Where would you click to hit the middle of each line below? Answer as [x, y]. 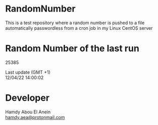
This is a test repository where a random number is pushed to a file [75, 23]
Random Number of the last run [72, 49]
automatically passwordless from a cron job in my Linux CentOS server [79, 28]
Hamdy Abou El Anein [28, 112]
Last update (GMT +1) [28, 72]
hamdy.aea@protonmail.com [35, 117]
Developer [27, 98]
